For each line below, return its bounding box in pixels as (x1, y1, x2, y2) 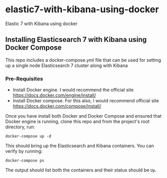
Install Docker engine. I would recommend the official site (12, 87, 134, 93)
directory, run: (5, 124, 35, 130)
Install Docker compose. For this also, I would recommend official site (12, 98, 159, 104)
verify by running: (5, 148, 43, 154)
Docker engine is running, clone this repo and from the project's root (5, 119, 150, 125)
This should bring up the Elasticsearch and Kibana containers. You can (5, 143, 154, 149)
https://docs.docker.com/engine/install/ (12, 92, 96, 98)
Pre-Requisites (5, 75, 43, 82)
